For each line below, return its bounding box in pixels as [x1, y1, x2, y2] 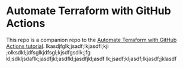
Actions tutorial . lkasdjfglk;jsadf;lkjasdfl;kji [6, 43, 109, 50]
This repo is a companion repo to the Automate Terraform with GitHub [6, 36, 177, 43]
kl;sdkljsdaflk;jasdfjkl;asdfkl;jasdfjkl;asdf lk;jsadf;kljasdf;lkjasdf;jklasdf [6, 55, 177, 62]
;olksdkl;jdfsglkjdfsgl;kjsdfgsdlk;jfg [6, 48, 91, 56]
